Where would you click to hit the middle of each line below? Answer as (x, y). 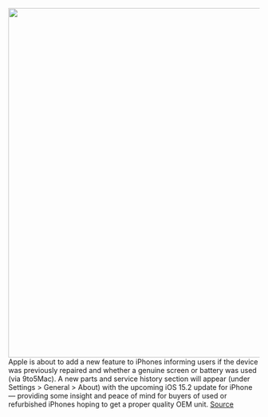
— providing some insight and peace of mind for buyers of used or (118, 396)
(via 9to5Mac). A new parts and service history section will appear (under (129, 379)
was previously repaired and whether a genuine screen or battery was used (132, 370)
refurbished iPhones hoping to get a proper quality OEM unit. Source (121, 404)
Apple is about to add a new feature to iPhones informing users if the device (133, 362)
